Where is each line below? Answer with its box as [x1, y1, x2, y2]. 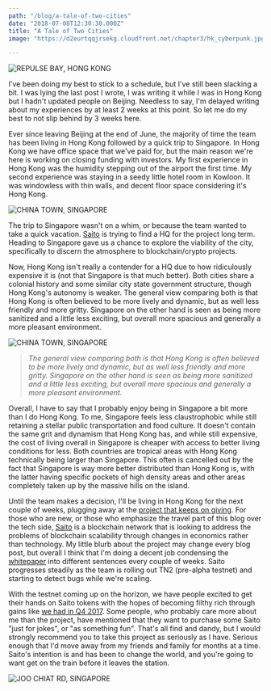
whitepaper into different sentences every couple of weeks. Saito [8, 557, 226, 567]
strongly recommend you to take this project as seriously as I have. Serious [8, 632, 258, 643]
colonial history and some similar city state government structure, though [8, 280, 252, 289]
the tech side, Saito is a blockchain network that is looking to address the [8, 522, 252, 532]
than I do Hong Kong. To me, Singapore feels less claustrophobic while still [8, 412, 256, 422]
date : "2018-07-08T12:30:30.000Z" [8, 19, 125, 27]
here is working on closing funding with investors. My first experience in [8, 155, 248, 165]
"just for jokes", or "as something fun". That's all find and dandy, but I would [8, 624, 261, 634]
